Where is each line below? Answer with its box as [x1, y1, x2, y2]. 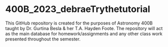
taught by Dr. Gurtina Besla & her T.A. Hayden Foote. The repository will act [5, 25, 163, 31]
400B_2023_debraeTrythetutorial [5, 3, 151, 15]
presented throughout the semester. [5, 36, 81, 42]
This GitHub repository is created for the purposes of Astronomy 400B [5, 20, 153, 26]
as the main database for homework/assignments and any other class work [5, 30, 163, 36]
